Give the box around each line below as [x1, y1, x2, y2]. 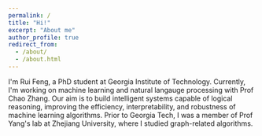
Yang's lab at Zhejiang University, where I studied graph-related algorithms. [8, 119, 253, 128]
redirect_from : [8, 41, 58, 49]
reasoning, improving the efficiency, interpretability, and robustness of [8, 101, 236, 111]
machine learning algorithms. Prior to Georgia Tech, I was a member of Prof [8, 110, 253, 119]
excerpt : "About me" [8, 26, 76, 34]
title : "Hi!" [8, 19, 51, 27]
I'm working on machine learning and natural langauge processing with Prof [8, 85, 254, 94]
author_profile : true [8, 33, 79, 42]
